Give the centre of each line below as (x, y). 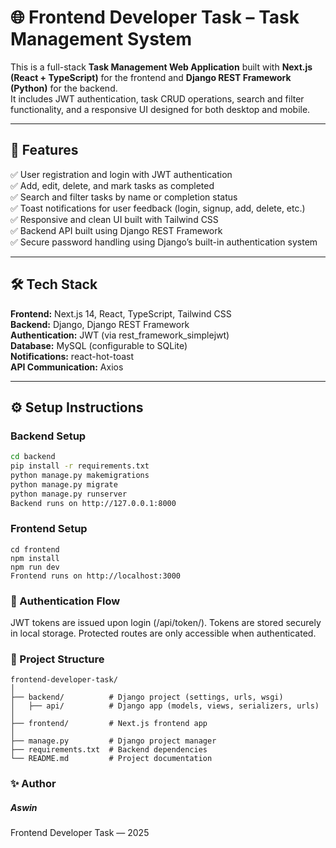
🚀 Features (44, 150)
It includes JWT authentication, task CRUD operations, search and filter (157, 98)
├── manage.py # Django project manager (113, 741)
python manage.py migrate (64, 484)
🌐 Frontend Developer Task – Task (155, 17)
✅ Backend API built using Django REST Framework (116, 230)
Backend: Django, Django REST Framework (100, 324)
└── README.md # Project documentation (111, 759)
